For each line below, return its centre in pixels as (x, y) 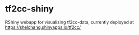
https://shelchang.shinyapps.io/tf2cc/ (43, 27)
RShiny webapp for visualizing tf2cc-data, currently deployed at (69, 22)
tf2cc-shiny (29, 9)
